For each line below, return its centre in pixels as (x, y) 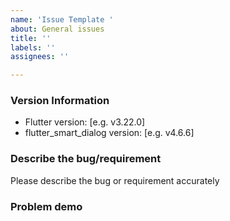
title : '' (31, 38)
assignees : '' (40, 57)
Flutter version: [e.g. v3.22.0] (85, 122)
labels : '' (33, 47)
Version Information (60, 101)
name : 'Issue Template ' (62, 19)
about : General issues (57, 29)
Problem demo (46, 206)
